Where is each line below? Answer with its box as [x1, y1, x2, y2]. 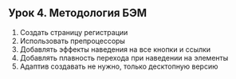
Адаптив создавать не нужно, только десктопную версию [19, 61, 218, 71]
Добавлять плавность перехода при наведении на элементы [19, 53, 229, 62]
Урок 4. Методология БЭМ [8, 6, 147, 20]
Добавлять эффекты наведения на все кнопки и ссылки [19, 44, 211, 54]
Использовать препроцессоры [19, 36, 126, 45]
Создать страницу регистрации [19, 27, 128, 37]
